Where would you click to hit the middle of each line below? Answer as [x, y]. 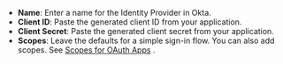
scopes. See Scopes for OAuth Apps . [86, 50]
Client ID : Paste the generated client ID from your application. [130, 22]
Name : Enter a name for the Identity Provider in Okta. [115, 13]
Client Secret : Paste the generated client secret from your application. [145, 31]
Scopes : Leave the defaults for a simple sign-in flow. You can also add [146, 40]
